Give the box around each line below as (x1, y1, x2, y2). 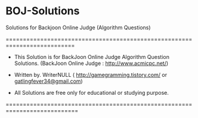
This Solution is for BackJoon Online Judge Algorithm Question (14, 53, 169, 60)
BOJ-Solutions (5, 4, 80, 18)
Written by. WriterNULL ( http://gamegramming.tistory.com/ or (14, 71, 168, 78)
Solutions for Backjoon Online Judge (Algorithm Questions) (5, 24, 151, 31)
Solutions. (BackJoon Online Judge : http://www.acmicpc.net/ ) (14, 60, 169, 67)
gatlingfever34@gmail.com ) (14, 77, 83, 85)
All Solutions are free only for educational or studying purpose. (14, 89, 169, 96)
